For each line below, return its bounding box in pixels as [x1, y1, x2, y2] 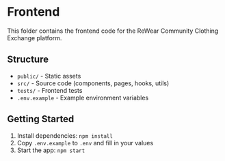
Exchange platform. [7, 33, 62, 42]
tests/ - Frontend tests [16, 86, 83, 94]
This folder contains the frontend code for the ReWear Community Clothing [7, 27, 219, 35]
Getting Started [7, 113, 75, 125]
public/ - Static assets [16, 72, 81, 80]
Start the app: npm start [16, 146, 85, 154]
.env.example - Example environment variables [16, 93, 149, 102]
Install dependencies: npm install [16, 131, 113, 140]
